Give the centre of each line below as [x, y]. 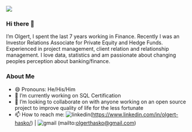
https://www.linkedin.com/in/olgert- [135, 114]
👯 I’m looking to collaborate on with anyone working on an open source [100, 102]
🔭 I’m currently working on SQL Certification [68, 95]
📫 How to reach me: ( [53, 114]
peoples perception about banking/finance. [58, 61]
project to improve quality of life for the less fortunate [79, 107]
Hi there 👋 [20, 23]
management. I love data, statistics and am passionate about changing [91, 55]
